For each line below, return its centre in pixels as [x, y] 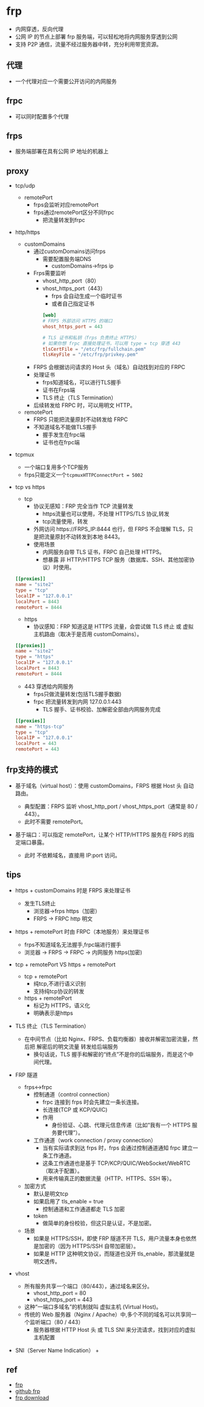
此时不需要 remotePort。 [55, 821]
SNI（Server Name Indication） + [57, 1350]
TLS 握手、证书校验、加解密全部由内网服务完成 [102, 709]
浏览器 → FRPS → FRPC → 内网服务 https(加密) [83, 952]
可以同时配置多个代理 [42, 116]
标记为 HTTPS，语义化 [62, 1005]
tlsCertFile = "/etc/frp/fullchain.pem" [94, 349]
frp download [32, 1397]
